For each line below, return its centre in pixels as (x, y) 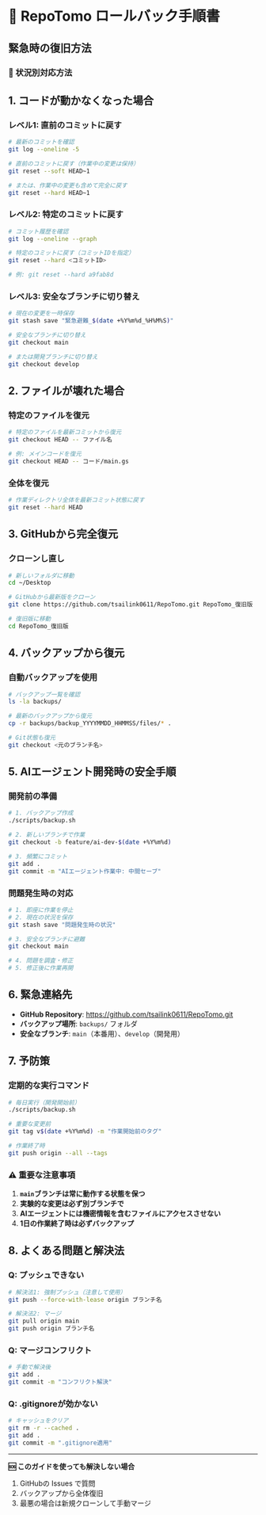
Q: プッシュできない (46, 1275)
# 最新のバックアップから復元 (50, 716)
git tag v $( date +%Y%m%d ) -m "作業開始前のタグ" (85, 1131)
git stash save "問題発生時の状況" (62, 925)
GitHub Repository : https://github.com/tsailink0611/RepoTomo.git (126, 1014)
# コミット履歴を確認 (38, 231)
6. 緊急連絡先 (40, 995)
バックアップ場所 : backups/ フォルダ (78, 1024)
